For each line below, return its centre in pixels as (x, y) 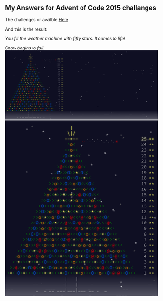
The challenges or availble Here (37, 19)
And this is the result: (26, 29)
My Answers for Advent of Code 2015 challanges (81, 8)
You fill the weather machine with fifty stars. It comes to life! (65, 38)
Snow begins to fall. (25, 48)
